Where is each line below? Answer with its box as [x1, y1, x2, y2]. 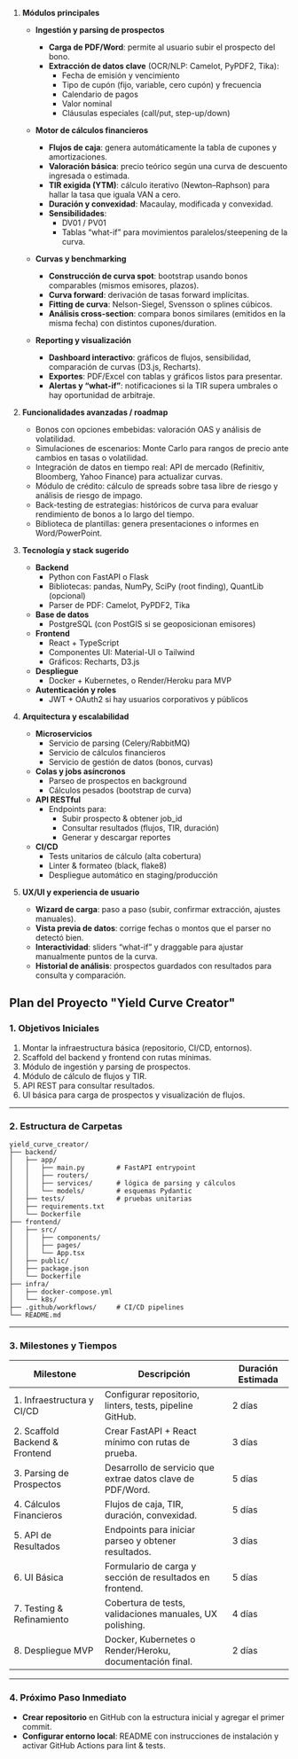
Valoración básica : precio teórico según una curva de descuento [48, 161, 288, 171]
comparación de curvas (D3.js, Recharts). [48, 362, 201, 371]
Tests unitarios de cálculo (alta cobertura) [48, 851, 202, 861]
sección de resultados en [105, 1571, 210, 1583]
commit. [21, 1721, 52, 1732]
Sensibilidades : [48, 208, 107, 218]
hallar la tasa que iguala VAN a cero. [48, 190, 181, 199]
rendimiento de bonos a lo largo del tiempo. [35, 509, 195, 520]
